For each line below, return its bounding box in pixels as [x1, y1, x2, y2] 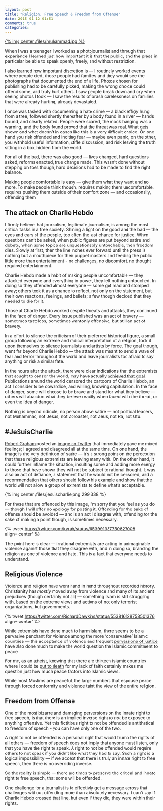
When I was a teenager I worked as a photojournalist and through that [5, 48, 145, 54]
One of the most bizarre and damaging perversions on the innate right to [5, 710, 151, 716]
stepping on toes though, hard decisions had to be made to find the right [5, 164, 151, 170]
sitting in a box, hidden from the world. [5, 145, 83, 151]
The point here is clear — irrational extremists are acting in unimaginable [5, 540, 151, 546]
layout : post [5, 7, 32, 12]
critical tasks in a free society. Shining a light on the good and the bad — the [5, 226, 158, 232]
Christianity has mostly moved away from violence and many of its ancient [5, 588, 154, 594]
